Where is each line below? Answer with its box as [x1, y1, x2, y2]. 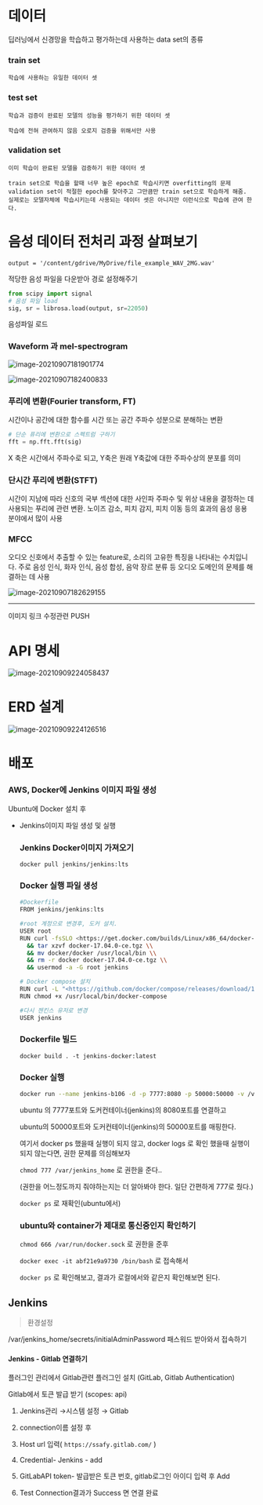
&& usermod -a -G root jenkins [27, 963, 129, 972]
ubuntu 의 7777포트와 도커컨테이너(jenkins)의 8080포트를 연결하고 [19, 1105, 227, 1115]
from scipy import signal [8, 290, 92, 298]
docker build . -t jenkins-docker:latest [19, 1052, 157, 1060]
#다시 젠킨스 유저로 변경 [19, 1006, 88, 1014]
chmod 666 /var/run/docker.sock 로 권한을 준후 [19, 1240, 169, 1249]
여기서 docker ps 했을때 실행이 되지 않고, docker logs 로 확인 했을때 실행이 [19, 1139, 250, 1148]
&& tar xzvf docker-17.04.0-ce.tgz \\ [27, 941, 153, 950]
